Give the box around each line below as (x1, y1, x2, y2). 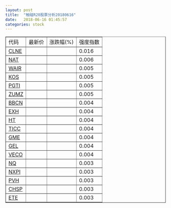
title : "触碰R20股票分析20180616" (5, 12, 76, 17)
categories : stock (5, 21, 44, 27)
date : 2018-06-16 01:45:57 (5, 17, 67, 22)
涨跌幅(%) (49, 39, 74, 46)
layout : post (5, 7, 33, 13)
